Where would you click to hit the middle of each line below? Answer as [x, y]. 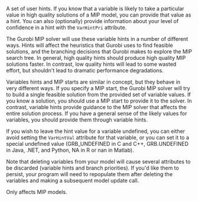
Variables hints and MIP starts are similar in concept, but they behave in [93, 82]
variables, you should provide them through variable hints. [77, 120]
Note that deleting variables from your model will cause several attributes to [98, 162]
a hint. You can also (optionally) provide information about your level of [92, 21]
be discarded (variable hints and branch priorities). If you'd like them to [92, 168]
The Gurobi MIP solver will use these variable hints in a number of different [97, 39]
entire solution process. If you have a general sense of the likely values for [97, 113]
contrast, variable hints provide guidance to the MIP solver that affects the [96, 107]
